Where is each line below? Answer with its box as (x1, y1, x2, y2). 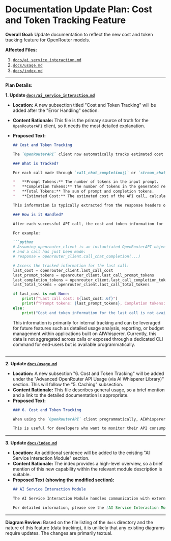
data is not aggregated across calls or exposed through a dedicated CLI (12, 336, 163, 342)
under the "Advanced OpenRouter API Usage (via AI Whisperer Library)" (12, 375, 164, 382)
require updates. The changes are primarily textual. (5, 530, 113, 536)
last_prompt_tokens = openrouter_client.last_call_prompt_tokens (12, 272, 154, 278)
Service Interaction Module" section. (12, 455, 90, 461)
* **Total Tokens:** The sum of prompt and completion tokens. (12, 189, 154, 194)
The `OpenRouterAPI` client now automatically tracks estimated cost (12, 152, 164, 157)
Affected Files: (5, 46, 37, 53)
